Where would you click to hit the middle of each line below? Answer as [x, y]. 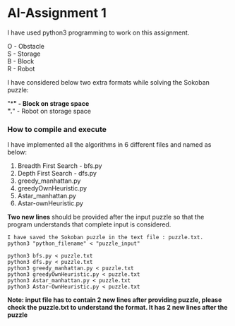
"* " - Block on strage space [48, 103]
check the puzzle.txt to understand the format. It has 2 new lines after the [117, 308]
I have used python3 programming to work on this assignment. [98, 32]
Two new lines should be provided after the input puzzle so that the [106, 217]
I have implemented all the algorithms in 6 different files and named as [109, 145]
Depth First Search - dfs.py [57, 174]
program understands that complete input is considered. [89, 224]
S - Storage [24, 54]
